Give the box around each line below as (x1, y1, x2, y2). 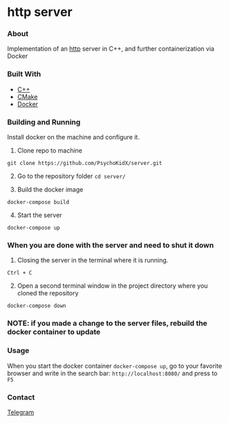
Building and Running (7, 117, 81, 127)
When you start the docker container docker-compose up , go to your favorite (7, 361, 223, 370)
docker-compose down (7, 302, 67, 309)
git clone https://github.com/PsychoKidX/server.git (7, 160, 163, 167)
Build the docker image (17, 185, 84, 194)
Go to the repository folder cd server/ (17, 172, 126, 180)
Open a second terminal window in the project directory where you (17, 282, 208, 290)
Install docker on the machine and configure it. (7, 133, 140, 141)
